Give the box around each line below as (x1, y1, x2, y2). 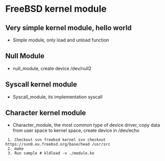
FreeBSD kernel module (5, 3, 107, 15)
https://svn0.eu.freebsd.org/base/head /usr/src (5, 142, 111, 147)
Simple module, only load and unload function (12, 37, 109, 43)
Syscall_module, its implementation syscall (12, 94, 103, 100)
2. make (7, 146, 24, 151)
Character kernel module (5, 108, 86, 118)
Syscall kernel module (5, 80, 77, 89)
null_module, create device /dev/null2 (12, 65, 92, 72)
